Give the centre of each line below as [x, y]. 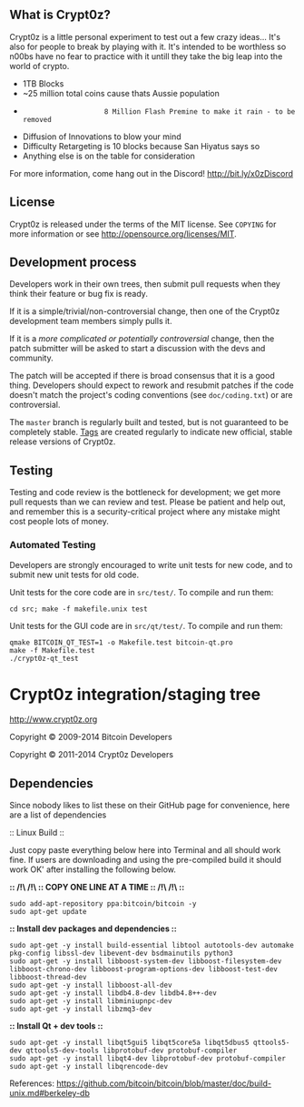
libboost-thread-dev [49, 978]
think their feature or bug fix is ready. [78, 294]
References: [32, 1083]
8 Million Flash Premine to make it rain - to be [200, 112]
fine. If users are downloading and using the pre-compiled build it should [145, 860]
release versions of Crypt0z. [63, 442]
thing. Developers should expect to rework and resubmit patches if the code [152, 385]
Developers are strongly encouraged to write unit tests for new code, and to [151, 564]
